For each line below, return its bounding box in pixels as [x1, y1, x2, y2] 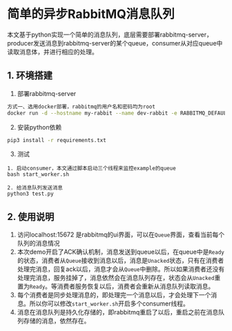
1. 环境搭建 [7, 70, 53, 81]
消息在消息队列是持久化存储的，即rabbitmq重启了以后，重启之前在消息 [17, 308, 219, 317]
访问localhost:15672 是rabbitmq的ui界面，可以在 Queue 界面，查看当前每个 [17, 230, 225, 239]
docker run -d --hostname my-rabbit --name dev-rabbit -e [7, 110, 177, 117]
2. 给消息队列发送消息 [7, 184, 64, 192]
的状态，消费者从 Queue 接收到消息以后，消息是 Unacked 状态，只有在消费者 [17, 257, 224, 265]
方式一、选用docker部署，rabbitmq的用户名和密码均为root [7, 103, 155, 110]
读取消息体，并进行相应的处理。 [7, 48, 98, 56]
